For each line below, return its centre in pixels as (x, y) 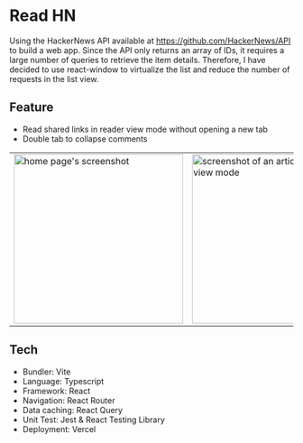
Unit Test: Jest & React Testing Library (93, 420)
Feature (32, 108)
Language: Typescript (63, 381)
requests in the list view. (54, 78)
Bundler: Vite (46, 372)
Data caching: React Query (73, 410)
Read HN (43, 16)
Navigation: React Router (69, 400)
